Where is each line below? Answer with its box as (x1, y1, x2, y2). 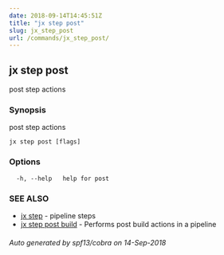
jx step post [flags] (9, 138, 81, 146)
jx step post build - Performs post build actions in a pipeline (20, 219, 217, 229)
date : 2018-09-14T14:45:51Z (9, 11, 103, 20)
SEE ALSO (9, 193, 49, 204)
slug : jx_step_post (9, 26, 74, 34)
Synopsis (9, 104, 46, 116)
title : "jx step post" (9, 19, 84, 27)
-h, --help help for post (16, 175, 110, 182)
